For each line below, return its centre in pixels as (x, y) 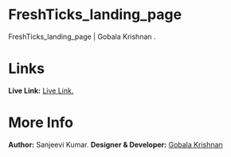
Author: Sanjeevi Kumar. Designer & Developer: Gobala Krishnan (115, 144)
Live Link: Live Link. (41, 90)
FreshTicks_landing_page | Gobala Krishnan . (82, 36)
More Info (41, 123)
